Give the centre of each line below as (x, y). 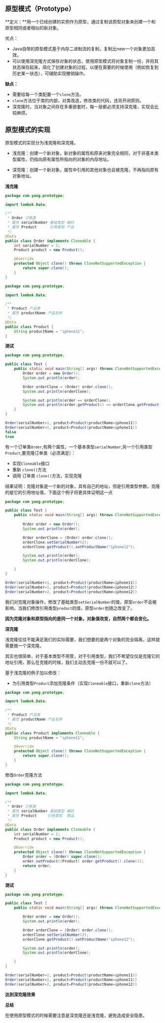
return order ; (37, 866)
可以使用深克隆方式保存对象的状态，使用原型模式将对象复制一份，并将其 (85, 61)
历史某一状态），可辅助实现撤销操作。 (50, 73)
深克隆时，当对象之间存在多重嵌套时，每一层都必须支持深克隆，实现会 (83, 106)
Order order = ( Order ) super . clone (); (62, 857)
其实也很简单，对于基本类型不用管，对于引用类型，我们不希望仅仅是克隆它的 (82, 656)
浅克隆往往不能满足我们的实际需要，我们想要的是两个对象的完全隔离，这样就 (82, 639)
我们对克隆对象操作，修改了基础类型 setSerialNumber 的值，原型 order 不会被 (81, 602)
